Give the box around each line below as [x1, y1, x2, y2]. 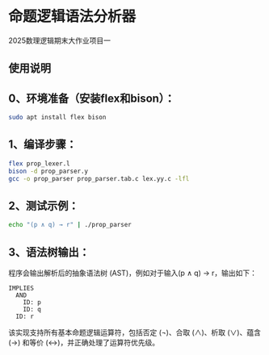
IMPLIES [8, 284, 35, 292]
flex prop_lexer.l [8, 159, 70, 168]
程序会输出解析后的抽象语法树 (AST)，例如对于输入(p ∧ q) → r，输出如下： [8, 268, 257, 278]
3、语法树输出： [8, 245, 90, 259]
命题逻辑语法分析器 [8, 7, 137, 26]
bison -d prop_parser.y [8, 167, 89, 175]
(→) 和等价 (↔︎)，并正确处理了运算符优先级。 [8, 337, 160, 347]
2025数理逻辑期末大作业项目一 [8, 35, 111, 45]
